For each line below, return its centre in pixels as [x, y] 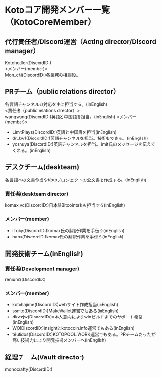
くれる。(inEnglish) [31, 150]
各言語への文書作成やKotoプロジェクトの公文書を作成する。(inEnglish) [76, 180]
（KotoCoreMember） [51, 22]
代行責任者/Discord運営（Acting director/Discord [80, 42]
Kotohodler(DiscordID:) [28, 63]
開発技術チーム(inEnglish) [44, 253]
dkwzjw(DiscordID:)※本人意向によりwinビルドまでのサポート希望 [77, 317]
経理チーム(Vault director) [45, 357]
